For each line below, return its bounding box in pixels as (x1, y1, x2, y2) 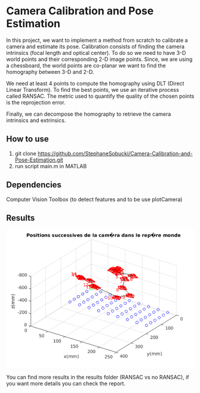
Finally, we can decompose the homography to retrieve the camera (6, 110, 171, 117)
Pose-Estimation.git (14, 156, 64, 163)
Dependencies (6, 180, 61, 190)
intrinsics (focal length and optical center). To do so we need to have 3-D (6, 49, 186, 56)
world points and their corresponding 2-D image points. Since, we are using (6, 55, 193, 63)
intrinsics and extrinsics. (6, 116, 66, 123)
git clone (14, 150, 37, 157)
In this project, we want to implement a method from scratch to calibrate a (6, 36, 188, 44)
